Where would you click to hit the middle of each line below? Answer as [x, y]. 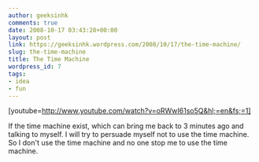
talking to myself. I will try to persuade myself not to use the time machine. [129, 134]
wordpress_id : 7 [35, 67]
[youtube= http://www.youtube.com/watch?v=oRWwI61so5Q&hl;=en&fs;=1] [129, 111]
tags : [17, 74]
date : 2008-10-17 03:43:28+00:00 [63, 30]
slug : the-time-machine [47, 52]
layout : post [30, 37]
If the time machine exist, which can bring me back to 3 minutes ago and [126, 126]
